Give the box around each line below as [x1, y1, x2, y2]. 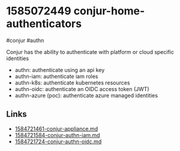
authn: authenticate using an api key [14, 66, 105, 73]
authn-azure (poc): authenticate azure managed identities [14, 92, 158, 99]
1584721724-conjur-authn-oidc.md [14, 138, 102, 145]
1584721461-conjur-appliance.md [14, 125, 98, 132]
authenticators [6, 17, 82, 31]
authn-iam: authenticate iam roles [14, 73, 98, 80]
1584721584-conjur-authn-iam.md [14, 131, 100, 138]
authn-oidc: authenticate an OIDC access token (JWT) [14, 85, 149, 92]
